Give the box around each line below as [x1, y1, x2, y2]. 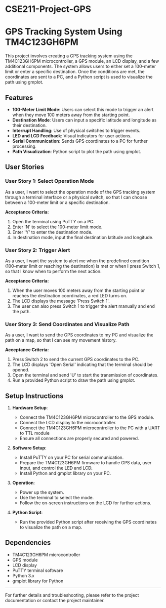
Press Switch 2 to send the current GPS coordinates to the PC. [12, 357, 140, 363]
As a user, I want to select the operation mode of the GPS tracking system [5, 189, 156, 195]
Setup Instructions [5, 392, 64, 400]
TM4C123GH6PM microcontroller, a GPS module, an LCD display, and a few [5, 58, 159, 64]
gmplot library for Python [12, 578, 64, 584]
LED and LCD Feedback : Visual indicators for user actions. [12, 132, 132, 139]
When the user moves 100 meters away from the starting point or [12, 287, 145, 293]
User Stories [5, 163, 44, 171]
